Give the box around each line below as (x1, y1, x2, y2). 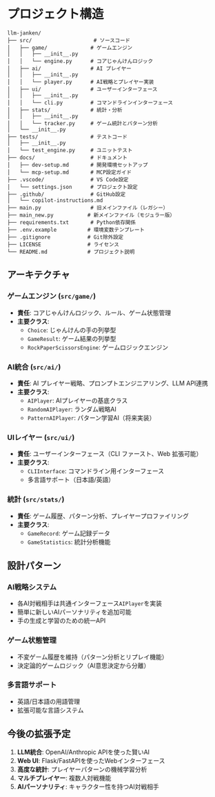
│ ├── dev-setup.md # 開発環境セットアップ (7, 161, 148, 168)
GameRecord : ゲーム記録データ (27, 529, 110, 537)
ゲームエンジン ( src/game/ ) (7, 291, 96, 301)
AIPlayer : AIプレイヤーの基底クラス (27, 396, 128, 405)
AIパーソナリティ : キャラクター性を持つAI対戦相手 (17, 782, 160, 791)
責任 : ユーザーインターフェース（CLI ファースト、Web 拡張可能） (17, 450, 203, 458)
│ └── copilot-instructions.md (7, 196, 103, 204)
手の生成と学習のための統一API (17, 616, 106, 625)
